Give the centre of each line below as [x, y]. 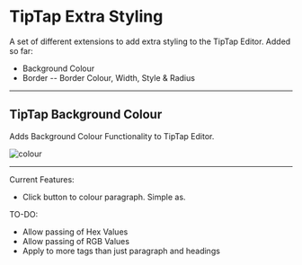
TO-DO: [24, 214]
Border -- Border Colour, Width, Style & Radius [109, 77]
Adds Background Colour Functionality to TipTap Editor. [112, 136]
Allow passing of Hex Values [75, 232]
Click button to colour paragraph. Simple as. [104, 197]
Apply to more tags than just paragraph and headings [121, 251]
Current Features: [42, 179]
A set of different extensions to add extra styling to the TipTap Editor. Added [150, 41]
